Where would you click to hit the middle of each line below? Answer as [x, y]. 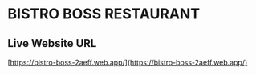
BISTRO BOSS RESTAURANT [104, 14]
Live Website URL [52, 43]
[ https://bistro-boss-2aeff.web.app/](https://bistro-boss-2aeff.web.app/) [128, 62]
